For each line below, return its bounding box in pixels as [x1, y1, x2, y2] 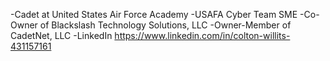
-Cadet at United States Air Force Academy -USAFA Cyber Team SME [10, 9, 298, 20]
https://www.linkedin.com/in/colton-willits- [114, 30, 291, 41]
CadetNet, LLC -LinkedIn [10, 30, 113, 41]
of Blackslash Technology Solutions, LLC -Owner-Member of [39, 19, 292, 31]
